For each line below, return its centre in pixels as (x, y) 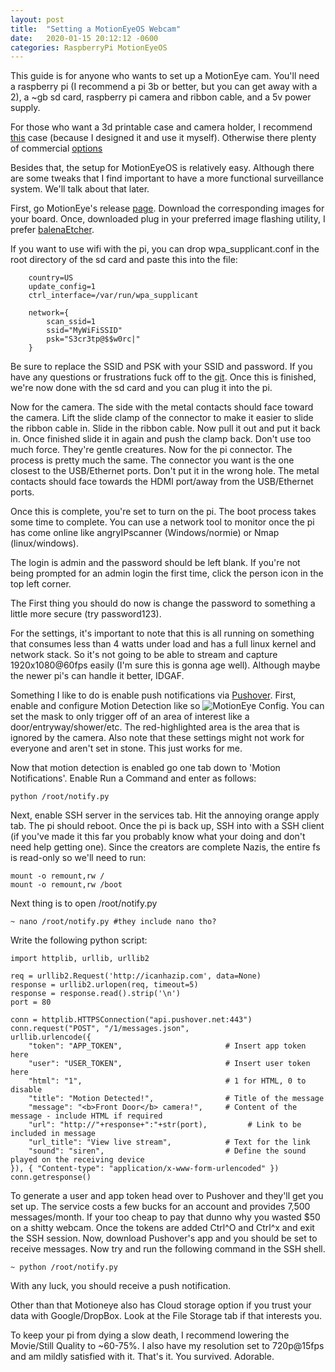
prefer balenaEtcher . (52, 230)
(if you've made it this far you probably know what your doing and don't (158, 837)
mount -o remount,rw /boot (66, 885)
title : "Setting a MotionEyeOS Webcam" (96, 29)
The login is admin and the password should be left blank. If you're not (155, 563)
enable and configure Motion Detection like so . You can (167, 706)
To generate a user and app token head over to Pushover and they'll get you (167, 1196)
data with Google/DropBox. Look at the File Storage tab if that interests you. (166, 1316)
